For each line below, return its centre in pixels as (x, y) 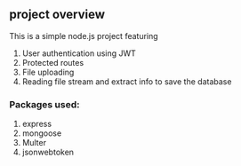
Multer (34, 143)
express (36, 124)
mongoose (42, 133)
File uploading (48, 72)
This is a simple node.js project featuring (84, 36)
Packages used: (44, 104)
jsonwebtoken (48, 152)
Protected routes (53, 62)
